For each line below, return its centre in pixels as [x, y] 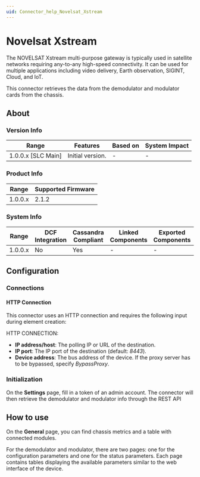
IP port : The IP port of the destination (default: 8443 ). [81, 351]
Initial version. [87, 156]
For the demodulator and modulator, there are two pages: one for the [90, 450]
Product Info [24, 174]
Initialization [24, 379]
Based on [126, 145]
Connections [25, 288]
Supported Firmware [65, 189]
